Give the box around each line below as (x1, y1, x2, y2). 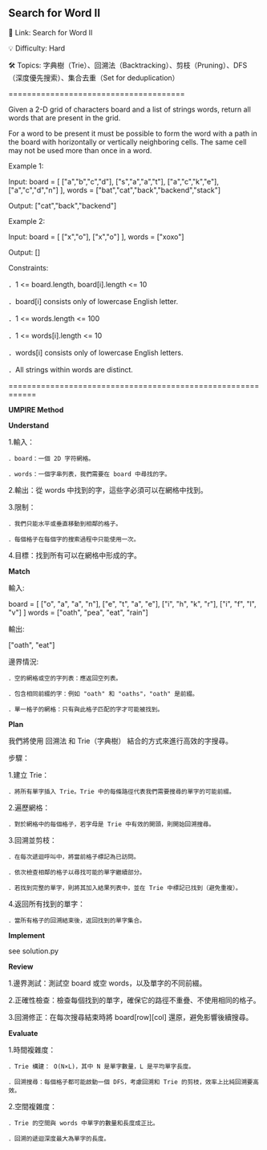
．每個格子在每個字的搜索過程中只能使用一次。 (8, 535, 140, 543)
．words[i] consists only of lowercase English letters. (8, 347, 184, 357)
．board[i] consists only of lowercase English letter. (8, 296, 179, 306)
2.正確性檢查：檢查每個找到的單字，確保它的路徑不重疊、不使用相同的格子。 (8, 995, 261, 1005)
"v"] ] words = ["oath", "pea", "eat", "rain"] (8, 608, 148, 617)
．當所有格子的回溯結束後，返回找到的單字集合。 (8, 916, 146, 924)
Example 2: (8, 216, 46, 226)
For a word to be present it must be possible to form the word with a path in (8, 128, 258, 138)
